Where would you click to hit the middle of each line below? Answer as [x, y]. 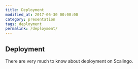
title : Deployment [25, 10]
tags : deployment [24, 24]
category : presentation [30, 19]
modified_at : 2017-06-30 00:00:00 [42, 15]
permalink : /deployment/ [31, 29]
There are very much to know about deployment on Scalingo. [69, 61]
